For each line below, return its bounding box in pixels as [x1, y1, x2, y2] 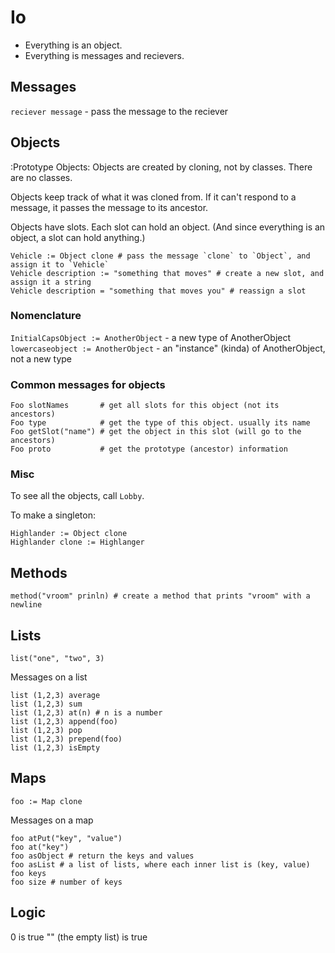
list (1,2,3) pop [10, 726, 83, 736]
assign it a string [10, 277, 92, 287]
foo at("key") [10, 842, 70, 852]
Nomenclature [10, 309, 82, 323]
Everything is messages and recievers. [24, 49, 185, 61]
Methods [10, 564, 68, 581]
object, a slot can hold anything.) [10, 231, 146, 243]
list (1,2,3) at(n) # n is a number [10, 708, 163, 718]
